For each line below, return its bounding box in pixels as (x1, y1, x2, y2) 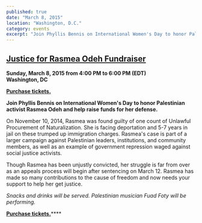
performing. (6, 198, 36, 206)
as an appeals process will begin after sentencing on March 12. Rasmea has (6, 167, 194, 175)
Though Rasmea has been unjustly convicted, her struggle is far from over (6, 161, 191, 168)
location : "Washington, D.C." (6, 20, 82, 26)
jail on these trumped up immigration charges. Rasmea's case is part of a (6, 130, 188, 137)
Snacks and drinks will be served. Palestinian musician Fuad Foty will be (6, 192, 186, 199)
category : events (6, 25, 50, 32)
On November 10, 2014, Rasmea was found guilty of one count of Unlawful (6, 117, 191, 124)
